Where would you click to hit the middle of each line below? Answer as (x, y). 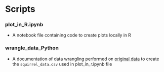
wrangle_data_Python (32, 48)
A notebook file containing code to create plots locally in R (72, 35)
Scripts (20, 9)
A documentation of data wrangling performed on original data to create (86, 59)
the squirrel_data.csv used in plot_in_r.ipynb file (62, 64)
